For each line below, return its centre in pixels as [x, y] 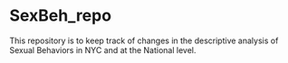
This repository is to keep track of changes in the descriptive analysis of [144, 40]
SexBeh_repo [60, 16]
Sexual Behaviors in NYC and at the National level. [103, 49]
